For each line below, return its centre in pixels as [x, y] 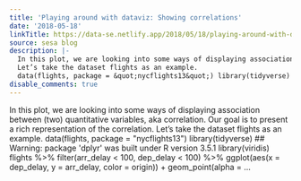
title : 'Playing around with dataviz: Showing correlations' [126, 17]
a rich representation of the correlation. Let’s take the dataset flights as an [146, 129]
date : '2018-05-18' [46, 26]
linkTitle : [30, 34]
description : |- [39, 51]
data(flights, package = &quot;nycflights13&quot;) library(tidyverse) [154, 76]
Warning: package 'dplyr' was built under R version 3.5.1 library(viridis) [140, 148]
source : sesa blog [43, 43]
